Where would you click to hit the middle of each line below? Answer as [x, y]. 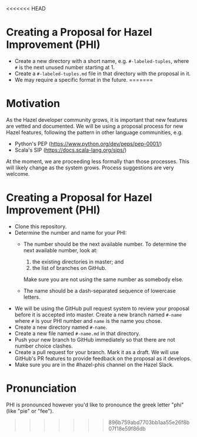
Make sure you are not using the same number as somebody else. [103, 279]
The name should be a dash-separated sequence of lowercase [100, 291]
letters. [32, 297]
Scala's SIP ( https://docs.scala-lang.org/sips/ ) [71, 150]
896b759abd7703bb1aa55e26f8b [149, 422]
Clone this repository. [41, 226]
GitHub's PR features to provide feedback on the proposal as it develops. [103, 358]
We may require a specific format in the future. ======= [84, 79]
